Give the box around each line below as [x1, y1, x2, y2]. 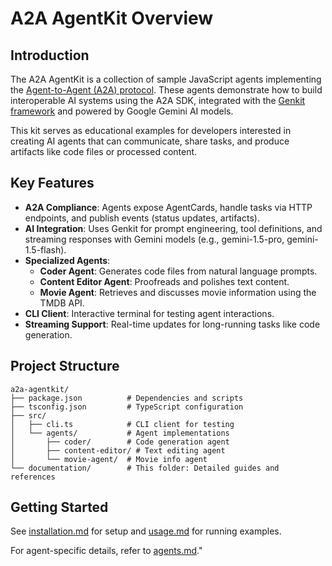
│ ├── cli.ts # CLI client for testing [10, 419, 235, 429]
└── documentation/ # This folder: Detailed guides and [10, 463, 280, 473]
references [10, 472, 56, 482]
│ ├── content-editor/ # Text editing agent [10, 445, 226, 456]
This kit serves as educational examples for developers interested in [10, 125, 292, 136]
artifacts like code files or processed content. [10, 146, 198, 157]
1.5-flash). [24, 243, 67, 256]
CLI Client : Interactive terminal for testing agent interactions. [24, 307, 275, 319]
